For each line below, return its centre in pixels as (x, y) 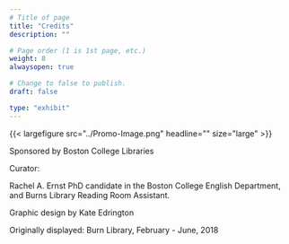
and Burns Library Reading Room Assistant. (90, 195)
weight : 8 (28, 59)
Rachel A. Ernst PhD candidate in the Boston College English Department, (145, 186)
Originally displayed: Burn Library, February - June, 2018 (114, 230)
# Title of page (39, 17)
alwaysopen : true (42, 67)
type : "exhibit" (39, 108)
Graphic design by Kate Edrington (72, 213)
